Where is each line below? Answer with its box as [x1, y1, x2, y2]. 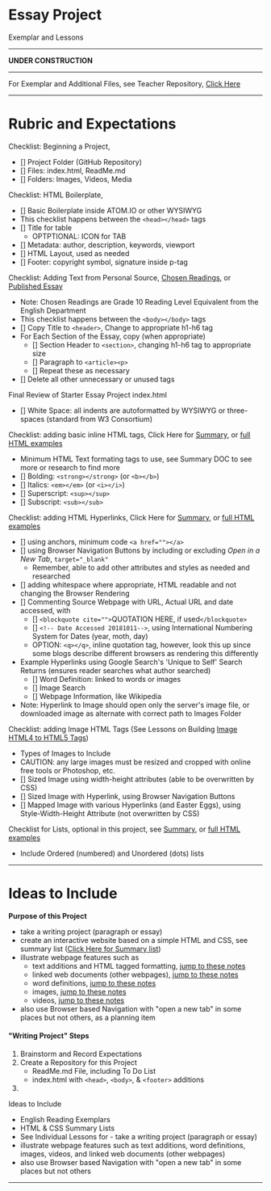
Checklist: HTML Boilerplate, [8, 190, 103, 200]
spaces [19, 414, 45, 423]
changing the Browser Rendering [19, 588, 131, 598]
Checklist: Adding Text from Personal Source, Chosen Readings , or [8, 272, 231, 282]
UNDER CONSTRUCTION [8, 55, 93, 65]
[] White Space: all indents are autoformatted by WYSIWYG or [19, 406, 226, 415]
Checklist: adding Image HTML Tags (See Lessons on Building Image [8, 724, 238, 734]
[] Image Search [31, 683, 86, 692]
